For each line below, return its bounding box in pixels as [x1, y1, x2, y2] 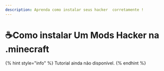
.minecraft [5, 43, 49, 55]
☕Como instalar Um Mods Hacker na [5, 29, 160, 41]
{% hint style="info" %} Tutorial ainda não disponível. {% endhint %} [5, 60, 146, 66]
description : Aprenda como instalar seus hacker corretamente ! [5, 7, 144, 12]
